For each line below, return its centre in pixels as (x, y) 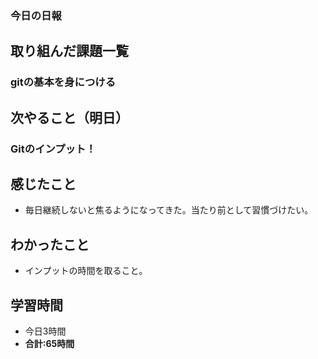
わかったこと (50, 244)
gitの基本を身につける (63, 82)
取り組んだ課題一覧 (69, 51)
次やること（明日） (69, 117)
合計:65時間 (49, 343)
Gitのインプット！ (53, 149)
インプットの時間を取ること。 (86, 271)
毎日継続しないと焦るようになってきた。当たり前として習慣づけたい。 (169, 210)
